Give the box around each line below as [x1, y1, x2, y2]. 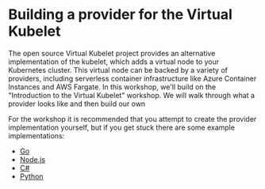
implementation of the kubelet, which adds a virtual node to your [8, 57, 220, 66]
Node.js [19, 154, 46, 164]
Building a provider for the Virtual [8, 6, 232, 24]
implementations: [8, 130, 65, 140]
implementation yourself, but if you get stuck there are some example [8, 123, 236, 132]
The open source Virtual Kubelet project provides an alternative [8, 48, 216, 58]
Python [19, 172, 44, 181]
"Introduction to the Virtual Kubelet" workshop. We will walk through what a [8, 90, 255, 100]
